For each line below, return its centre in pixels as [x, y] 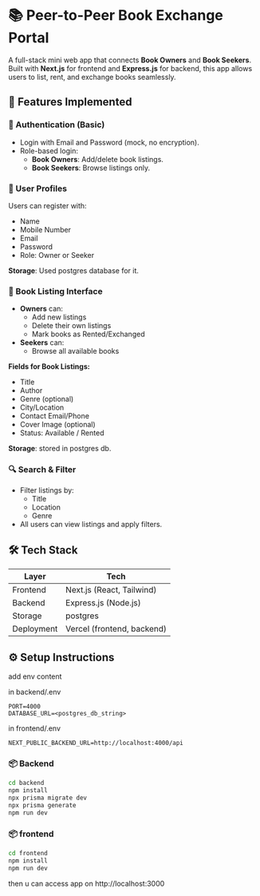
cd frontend [28, 854]
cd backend [26, 783]
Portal [29, 38]
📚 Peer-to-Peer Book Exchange [116, 16]
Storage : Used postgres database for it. [74, 270]
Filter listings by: [47, 490]
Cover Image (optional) [57, 425]
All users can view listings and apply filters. [91, 524]
